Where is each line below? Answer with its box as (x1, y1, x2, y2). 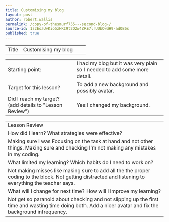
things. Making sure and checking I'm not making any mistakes (8, 144, 156, 151)
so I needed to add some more (76, 66, 149, 73)
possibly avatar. (76, 87, 115, 94)
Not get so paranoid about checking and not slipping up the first (8, 196, 159, 203)
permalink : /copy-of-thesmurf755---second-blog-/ (5, 21, 112, 27)
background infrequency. (8, 208, 68, 215)
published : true (5, 31, 39, 36)
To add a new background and (76, 81, 149, 88)
